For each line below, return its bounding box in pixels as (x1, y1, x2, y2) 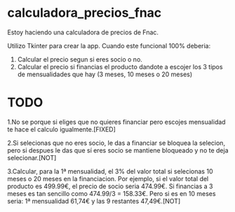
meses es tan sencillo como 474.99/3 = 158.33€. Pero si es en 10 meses (7, 189, 216, 197)
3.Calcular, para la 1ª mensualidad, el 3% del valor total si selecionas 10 (7, 167, 213, 176)
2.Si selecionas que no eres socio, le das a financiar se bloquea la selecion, (7, 139, 226, 147)
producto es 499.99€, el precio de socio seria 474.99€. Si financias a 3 (7, 182, 213, 190)
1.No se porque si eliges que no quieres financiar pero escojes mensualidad (7, 118, 226, 126)
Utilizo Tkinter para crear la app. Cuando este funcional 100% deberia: (7, 41, 211, 50)
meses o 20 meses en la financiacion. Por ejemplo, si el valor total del (7, 174, 209, 183)
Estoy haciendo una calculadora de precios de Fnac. (7, 28, 159, 36)
